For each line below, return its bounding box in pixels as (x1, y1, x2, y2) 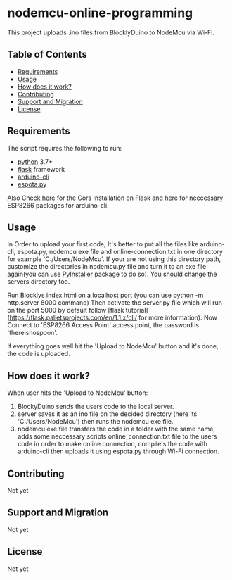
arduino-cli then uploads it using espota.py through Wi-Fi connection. (17, 447, 219, 455)
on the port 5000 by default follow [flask (7, 306, 124, 315)
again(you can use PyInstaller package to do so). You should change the (7, 270, 217, 279)
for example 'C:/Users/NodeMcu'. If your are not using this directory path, (7, 255, 221, 263)
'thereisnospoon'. (7, 329, 58, 337)
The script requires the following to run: (7, 144, 122, 152)
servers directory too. (7, 277, 70, 286)
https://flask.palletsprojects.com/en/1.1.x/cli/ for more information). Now (9, 313, 218, 322)
